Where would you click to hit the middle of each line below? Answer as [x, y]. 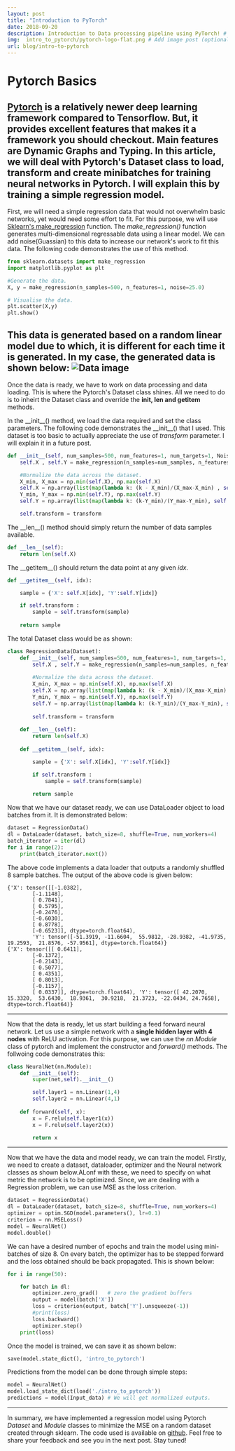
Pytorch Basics [52, 81]
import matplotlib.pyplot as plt [56, 268]
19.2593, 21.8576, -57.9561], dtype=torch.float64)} [87, 943]
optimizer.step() [57, 1326]
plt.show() [23, 313]
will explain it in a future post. [50, 443]
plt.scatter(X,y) [33, 307]
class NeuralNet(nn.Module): [50, 1066]
